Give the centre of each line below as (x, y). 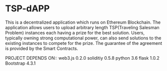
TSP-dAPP (27, 9)
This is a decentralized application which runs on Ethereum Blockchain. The (83, 22)
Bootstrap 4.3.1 (20, 63)
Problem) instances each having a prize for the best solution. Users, (75, 33)
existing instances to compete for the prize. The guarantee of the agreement (84, 43)
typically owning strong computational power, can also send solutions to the (83, 38)
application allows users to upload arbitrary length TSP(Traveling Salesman (82, 27)
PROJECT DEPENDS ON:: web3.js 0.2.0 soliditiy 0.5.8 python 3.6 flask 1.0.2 (82, 58)
